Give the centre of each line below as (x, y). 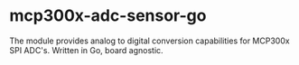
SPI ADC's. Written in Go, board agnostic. (87, 50)
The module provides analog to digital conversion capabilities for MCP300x (150, 41)
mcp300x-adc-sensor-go (108, 16)
